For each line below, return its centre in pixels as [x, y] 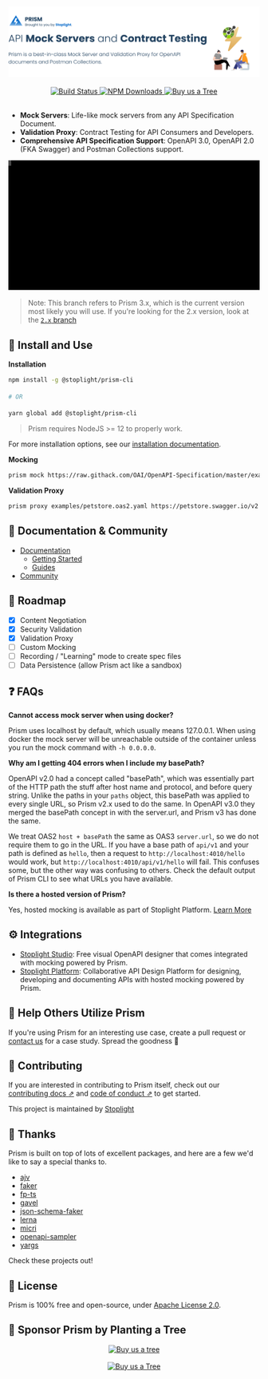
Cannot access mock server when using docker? [91, 715]
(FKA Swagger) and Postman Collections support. [102, 149]
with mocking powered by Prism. [74, 962]
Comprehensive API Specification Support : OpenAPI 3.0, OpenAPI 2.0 [137, 141]
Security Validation [51, 629]
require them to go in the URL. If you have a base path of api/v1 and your [128, 845]
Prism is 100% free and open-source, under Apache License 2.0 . [115, 1305]
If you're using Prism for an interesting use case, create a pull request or [127, 1032]
